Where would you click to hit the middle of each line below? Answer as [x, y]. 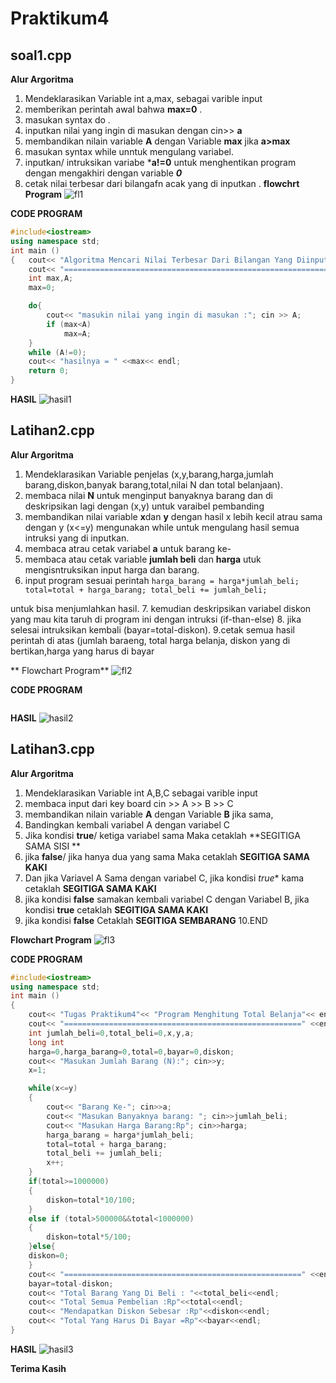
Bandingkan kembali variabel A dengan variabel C [127, 824]
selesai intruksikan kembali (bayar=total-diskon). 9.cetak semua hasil [152, 629]
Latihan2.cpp [52, 430]
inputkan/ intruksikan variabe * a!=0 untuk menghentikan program [160, 162]
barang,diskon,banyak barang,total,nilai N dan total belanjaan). [153, 484]
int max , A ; [51, 278]
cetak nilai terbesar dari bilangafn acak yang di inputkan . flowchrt [162, 183]
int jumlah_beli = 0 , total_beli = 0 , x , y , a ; [111, 1033]
